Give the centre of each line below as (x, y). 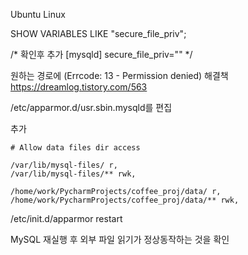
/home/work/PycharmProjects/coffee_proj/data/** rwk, (125, 200)
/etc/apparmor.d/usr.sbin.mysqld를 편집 (91, 107)
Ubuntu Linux (38, 14)
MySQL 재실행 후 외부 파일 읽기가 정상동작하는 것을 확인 (120, 239)
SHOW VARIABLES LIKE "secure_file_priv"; (98, 33)
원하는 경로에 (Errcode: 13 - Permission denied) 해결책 (119, 75)
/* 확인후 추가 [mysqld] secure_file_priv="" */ (101, 54)
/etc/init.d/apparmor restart (66, 218)
